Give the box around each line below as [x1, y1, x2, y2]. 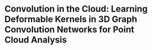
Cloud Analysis [4, 34, 67, 46]
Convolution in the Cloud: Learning [4, 3, 148, 15]
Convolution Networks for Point [4, 24, 135, 35]
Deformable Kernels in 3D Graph [4, 14, 137, 25]
